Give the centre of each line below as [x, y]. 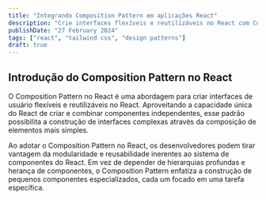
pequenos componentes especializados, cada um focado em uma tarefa [126, 179]
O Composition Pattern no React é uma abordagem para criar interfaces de [131, 96]
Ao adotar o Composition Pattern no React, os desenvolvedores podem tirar [132, 145]
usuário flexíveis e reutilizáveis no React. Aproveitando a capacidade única [130, 105]
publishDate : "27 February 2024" [63, 30]
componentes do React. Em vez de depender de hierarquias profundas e [127, 162]
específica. [27, 187]
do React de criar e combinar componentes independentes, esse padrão [127, 113]
